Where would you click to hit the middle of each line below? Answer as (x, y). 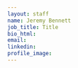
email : (17, 40)
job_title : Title (33, 27)
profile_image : (30, 54)
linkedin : (22, 47)
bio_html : (22, 34)
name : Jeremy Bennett (39, 21)
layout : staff (28, 14)
